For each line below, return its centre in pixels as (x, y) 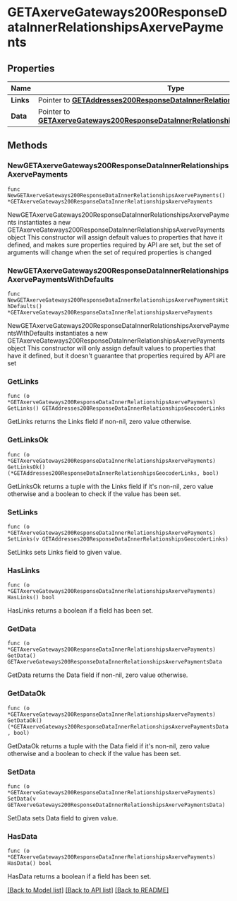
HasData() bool (30, 864)
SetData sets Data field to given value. (63, 818)
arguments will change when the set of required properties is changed (109, 252)
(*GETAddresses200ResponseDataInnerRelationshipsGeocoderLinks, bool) (113, 473)
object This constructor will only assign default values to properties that (112, 348)
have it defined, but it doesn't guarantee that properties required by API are (116, 355)
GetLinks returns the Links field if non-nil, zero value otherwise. (99, 422)
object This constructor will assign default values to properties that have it (115, 237)
